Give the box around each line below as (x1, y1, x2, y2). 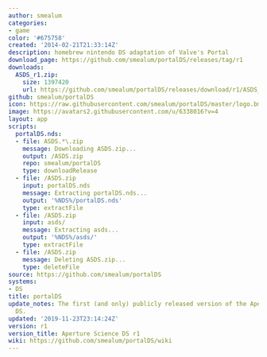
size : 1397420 (22, 78, 69, 86)
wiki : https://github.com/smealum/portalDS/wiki (8, 337, 172, 345)
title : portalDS (8, 293, 62, 301)
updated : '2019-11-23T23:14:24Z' (8, 315, 119, 323)
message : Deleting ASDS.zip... (22, 255, 126, 263)
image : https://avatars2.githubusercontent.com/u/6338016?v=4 (8, 108, 219, 116)
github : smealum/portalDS (8, 93, 94, 101)
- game (8, 26, 30, 34)
